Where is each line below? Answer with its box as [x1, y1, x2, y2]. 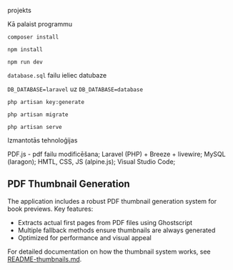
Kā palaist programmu [7, 20, 73, 28]
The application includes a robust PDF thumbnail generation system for [7, 197, 217, 205]
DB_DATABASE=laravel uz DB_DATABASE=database [7, 85, 144, 93]
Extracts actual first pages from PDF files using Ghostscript [17, 218, 193, 227]
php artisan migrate [7, 111, 69, 118]
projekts [7, 6, 32, 14]
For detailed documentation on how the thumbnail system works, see [7, 247, 211, 256]
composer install [7, 33, 59, 41]
